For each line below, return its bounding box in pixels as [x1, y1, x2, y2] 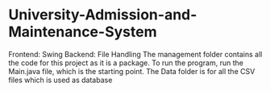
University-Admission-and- [8, 6, 197, 24]
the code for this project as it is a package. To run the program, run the [8, 58, 244, 68]
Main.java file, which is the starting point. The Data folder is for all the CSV [8, 66, 255, 76]
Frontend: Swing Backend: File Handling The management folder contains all [8, 49, 263, 59]
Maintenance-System [8, 23, 157, 41]
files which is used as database [8, 75, 113, 85]
